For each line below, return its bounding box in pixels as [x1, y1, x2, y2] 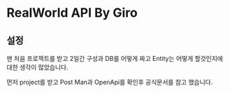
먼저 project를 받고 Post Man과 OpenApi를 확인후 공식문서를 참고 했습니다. [6, 78, 213, 86]
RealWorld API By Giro [6, 5, 138, 21]
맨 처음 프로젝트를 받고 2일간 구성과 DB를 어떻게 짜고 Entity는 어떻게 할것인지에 [6, 55, 223, 62]
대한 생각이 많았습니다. [6, 63, 69, 71]
